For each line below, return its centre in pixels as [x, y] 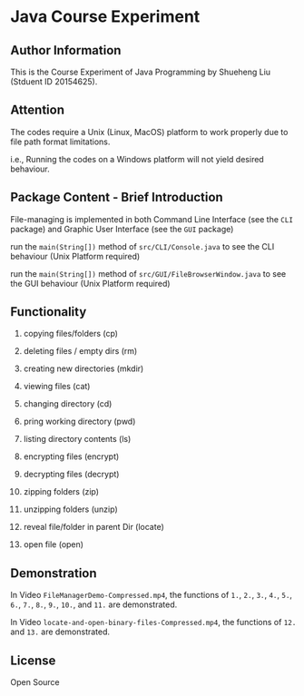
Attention [37, 110]
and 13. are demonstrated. [60, 632]
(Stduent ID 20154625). [54, 82]
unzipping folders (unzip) [70, 509]
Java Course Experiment [105, 17]
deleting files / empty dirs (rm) [80, 351]
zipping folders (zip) [61, 492]
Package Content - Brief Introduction [117, 197]
